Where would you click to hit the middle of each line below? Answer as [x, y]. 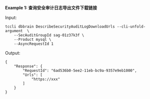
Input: [11, 17]
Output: [13, 53]
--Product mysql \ [33, 39]
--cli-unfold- [131, 27]
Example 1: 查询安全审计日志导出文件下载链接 [51, 8]
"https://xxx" [46, 79]
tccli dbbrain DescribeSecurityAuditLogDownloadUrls [60, 27]
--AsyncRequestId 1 [34, 44]
